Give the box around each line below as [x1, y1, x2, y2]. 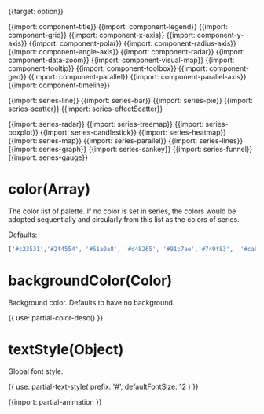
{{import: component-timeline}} [8, 80, 111, 90]
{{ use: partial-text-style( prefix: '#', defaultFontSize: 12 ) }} [8, 382, 199, 391]
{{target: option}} [8, 7, 64, 16]
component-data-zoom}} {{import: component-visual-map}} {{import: [8, 55, 235, 65]
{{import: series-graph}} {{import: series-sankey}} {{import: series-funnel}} [8, 145, 253, 153]
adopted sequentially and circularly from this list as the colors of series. [8, 214, 240, 224]
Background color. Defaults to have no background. [8, 298, 175, 307]
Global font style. [8, 366, 64, 376]
